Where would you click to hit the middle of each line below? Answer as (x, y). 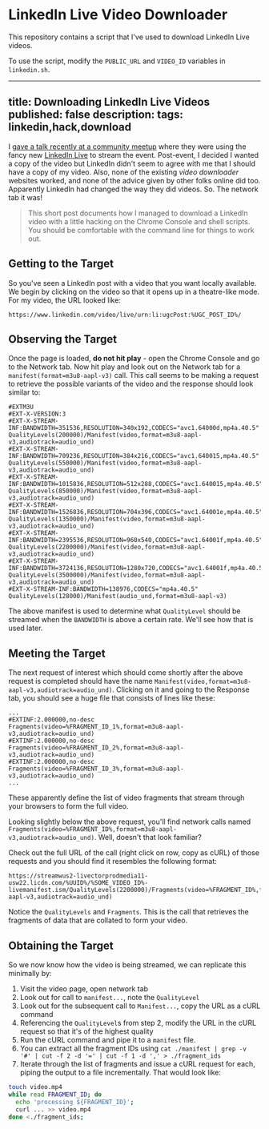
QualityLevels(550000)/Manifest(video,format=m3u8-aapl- (105, 463)
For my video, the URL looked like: (65, 300)
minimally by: (30, 973)
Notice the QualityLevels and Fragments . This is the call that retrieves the (129, 912)
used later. (26, 628)
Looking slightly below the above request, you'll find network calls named (130, 822)
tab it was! (25, 197)
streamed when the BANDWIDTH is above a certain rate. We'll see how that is (131, 620)
